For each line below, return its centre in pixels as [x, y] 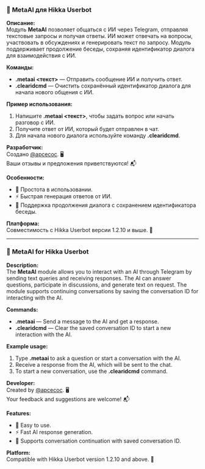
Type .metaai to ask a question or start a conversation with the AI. [98, 358]
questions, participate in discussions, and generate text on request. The [97, 285]
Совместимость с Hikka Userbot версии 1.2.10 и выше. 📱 [80, 230]
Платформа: [23, 223]
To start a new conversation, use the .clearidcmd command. [91, 371]
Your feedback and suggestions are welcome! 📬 [68, 399]
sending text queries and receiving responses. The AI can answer [89, 278]
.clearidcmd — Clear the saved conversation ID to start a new [93, 328]
